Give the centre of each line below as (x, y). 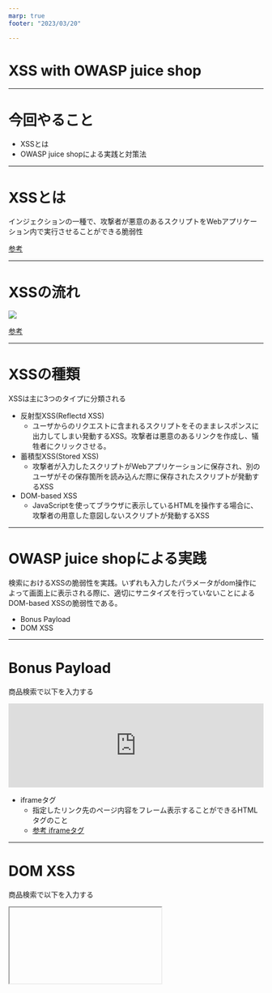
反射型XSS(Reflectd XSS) (62, 416)
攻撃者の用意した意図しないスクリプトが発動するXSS (121, 516)
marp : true (27, 16)
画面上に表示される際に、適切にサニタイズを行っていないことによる (142, 593)
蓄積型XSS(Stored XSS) (59, 456)
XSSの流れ (44, 292)
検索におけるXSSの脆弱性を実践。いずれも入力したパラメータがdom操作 (129, 583)
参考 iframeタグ (58, 830)
